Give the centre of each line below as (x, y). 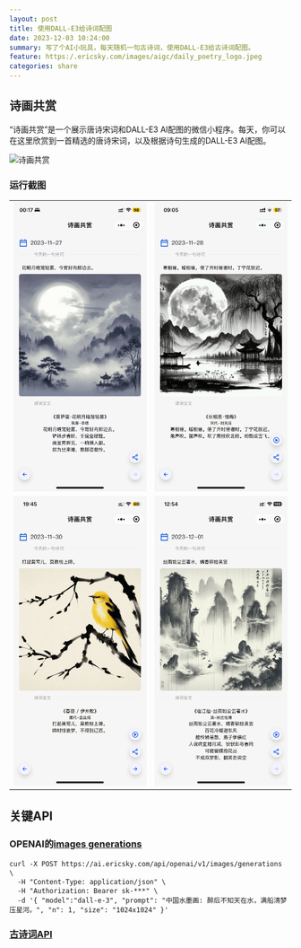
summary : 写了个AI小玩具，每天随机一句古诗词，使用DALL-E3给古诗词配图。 (132, 48)
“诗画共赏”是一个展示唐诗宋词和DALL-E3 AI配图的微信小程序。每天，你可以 (148, 129)
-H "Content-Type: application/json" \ (92, 882)
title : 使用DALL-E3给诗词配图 (61, 28)
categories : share (43, 66)
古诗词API (31, 934)
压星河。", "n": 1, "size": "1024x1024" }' (89, 910)
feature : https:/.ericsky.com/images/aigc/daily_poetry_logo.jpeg (136, 57)
